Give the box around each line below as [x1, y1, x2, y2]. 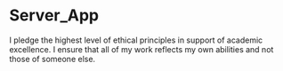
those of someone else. [9, 53, 96, 64]
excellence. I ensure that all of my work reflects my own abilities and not [9, 43, 274, 54]
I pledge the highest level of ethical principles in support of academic [9, 35, 263, 45]
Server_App [9, 5, 100, 26]
